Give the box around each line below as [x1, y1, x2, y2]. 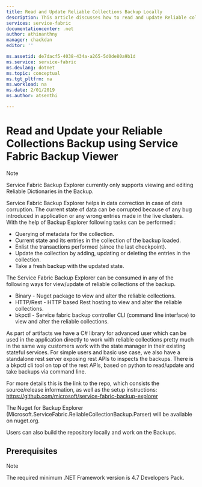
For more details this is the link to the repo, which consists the [6, 380, 160, 387]
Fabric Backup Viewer [6, 150, 118, 164]
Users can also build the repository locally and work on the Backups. [6, 428, 177, 436]
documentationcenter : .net [6, 25, 74, 32]
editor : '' [6, 43, 34, 49]
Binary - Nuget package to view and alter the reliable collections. [14, 292, 176, 299]
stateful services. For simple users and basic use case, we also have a [6, 348, 180, 356]
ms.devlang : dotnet [6, 65, 55, 71]
